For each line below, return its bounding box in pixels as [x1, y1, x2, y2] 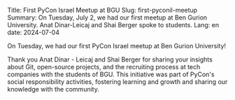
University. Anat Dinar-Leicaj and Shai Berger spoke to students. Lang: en [7, 21, 219, 29]
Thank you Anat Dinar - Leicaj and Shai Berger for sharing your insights [7, 55, 213, 64]
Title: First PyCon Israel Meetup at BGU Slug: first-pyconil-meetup [7, 6, 198, 14]
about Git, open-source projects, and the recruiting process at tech [7, 63, 201, 71]
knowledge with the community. [7, 85, 99, 93]
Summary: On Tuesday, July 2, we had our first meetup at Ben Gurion [7, 13, 208, 22]
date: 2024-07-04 [7, 28, 59, 36]
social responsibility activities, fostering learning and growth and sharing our [7, 78, 228, 86]
